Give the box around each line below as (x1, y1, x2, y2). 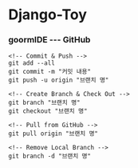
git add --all (8, 59, 56, 67)
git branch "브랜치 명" (8, 98, 81, 107)
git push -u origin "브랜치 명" (8, 76, 109, 85)
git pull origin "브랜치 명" (8, 130, 98, 138)
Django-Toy (8, 6, 88, 24)
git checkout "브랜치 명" (8, 107, 88, 115)
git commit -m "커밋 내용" (8, 68, 92, 76)
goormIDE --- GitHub (8, 34, 91, 46)
